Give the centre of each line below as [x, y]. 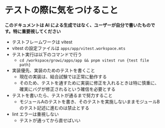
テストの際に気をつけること [62, 10]
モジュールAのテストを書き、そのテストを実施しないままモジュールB [89, 101]
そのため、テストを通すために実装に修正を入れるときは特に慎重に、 [89, 82]
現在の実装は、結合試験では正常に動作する [63, 76]
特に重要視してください [37, 31]
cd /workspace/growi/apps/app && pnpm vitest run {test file [84, 60]
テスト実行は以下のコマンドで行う [47, 54]
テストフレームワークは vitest [42, 42]
